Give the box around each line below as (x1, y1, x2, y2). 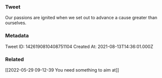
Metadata (5, 32, 29, 39)
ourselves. (5, 20, 27, 26)
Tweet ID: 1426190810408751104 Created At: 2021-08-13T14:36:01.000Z (5, 43, 154, 49)
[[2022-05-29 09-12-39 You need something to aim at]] (5, 67, 119, 73)
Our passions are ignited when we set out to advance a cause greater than (5, 15, 158, 21)
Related (5, 56, 24, 63)
